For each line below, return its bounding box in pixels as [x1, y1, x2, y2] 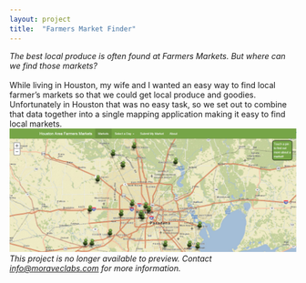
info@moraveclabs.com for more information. [9, 263, 181, 274]
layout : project [9, 15, 71, 24]
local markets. [9, 118, 63, 129]
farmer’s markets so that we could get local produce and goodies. [9, 89, 257, 100]
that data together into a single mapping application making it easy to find [9, 108, 286, 119]
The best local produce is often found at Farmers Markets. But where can [9, 50, 286, 61]
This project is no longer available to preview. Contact [9, 253, 212, 264]
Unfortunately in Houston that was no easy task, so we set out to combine [9, 98, 287, 109]
